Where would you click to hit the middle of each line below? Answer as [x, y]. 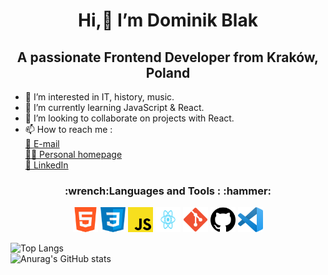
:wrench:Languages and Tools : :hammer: [168, 191]
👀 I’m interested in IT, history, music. [99, 97]
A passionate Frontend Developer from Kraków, [168, 57]
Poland [168, 72]
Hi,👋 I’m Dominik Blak [168, 20]
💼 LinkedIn [46, 165]
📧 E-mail [42, 143]
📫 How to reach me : [68, 129]
